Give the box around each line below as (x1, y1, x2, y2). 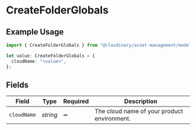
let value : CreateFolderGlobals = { (6, 53, 95, 59)
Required (63, 97, 89, 105)
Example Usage (6, 27, 64, 37)
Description (124, 97, 157, 105)
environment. (94, 115, 131, 123)
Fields (6, 80, 29, 90)
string (41, 111, 58, 119)
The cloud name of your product (94, 107, 183, 115)
